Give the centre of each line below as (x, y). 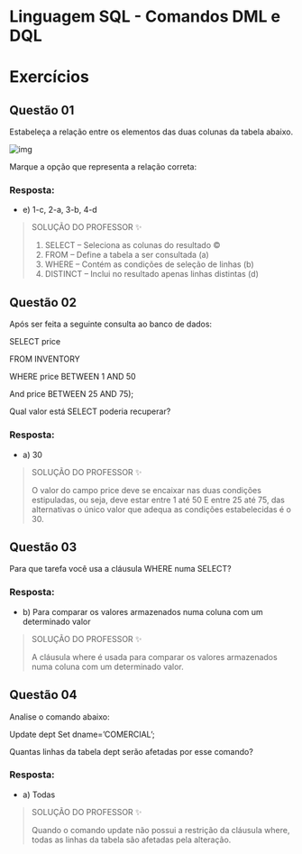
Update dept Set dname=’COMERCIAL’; (82, 734)
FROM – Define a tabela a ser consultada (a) (127, 255)
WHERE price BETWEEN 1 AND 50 (73, 377)
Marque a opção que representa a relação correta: (103, 167)
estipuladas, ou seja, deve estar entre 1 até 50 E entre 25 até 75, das (158, 500)
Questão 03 (43, 547)
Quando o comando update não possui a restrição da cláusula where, (160, 830)
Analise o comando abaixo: (59, 716)
